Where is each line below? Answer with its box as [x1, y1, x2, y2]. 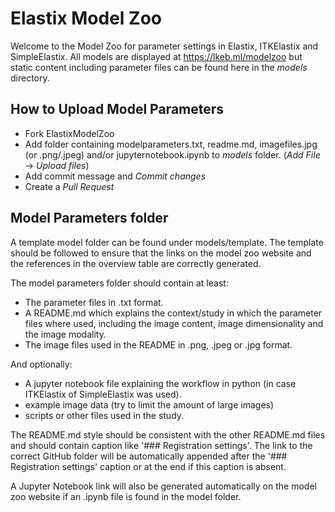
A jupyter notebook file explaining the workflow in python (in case [24, 377, 297, 389]
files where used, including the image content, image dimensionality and [24, 317, 324, 329]
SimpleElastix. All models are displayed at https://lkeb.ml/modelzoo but [10, 50, 303, 62]
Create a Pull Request [24, 180, 115, 192]
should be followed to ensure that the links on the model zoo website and [10, 247, 312, 259]
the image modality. [24, 328, 107, 340]
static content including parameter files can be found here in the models [10, 61, 308, 73]
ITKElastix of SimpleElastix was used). [24, 388, 182, 400]
